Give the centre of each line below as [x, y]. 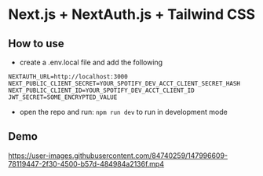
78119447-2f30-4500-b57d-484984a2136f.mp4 [86, 163]
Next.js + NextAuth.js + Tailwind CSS [132, 15]
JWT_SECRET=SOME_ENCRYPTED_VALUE [63, 97]
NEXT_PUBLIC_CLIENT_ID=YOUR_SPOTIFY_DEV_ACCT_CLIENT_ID [101, 90]
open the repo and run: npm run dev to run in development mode [123, 112]
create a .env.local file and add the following [91, 62]
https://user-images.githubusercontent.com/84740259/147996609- [118, 156]
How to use [36, 44]
